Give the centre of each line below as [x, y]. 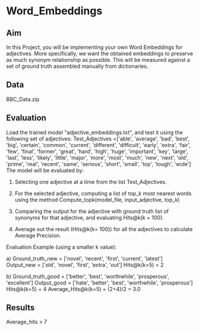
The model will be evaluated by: [45, 170]
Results [20, 308]
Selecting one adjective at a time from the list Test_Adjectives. [91, 182]
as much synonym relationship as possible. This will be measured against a [98, 60]
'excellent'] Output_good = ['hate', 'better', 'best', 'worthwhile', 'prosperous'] [99, 282]
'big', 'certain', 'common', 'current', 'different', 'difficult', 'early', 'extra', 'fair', [99, 145]
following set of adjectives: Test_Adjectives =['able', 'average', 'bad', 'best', [98, 139]
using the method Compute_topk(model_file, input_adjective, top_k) [97, 199]
